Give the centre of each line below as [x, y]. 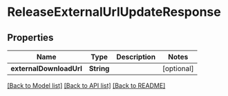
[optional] [178, 68]
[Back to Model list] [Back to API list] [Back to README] [86, 86]
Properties [30, 38]
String [99, 68]
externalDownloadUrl [47, 68]
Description [136, 57]
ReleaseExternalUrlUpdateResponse [114, 12]
